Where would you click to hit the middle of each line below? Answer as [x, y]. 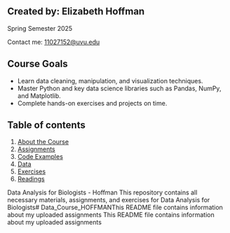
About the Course [43, 142]
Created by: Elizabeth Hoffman [76, 12]
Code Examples [40, 157]
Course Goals [38, 64]
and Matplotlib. [39, 96]
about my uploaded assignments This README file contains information [111, 215]
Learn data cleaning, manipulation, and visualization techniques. [110, 80]
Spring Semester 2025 [40, 28]
